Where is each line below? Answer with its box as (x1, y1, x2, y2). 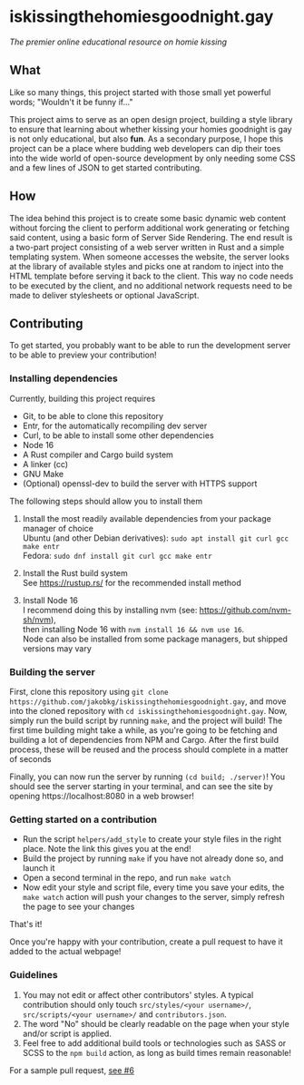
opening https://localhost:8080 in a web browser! (9, 790, 195, 801)
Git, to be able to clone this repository (22, 410, 164, 421)
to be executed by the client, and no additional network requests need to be (9, 279, 293, 291)
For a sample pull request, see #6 (9, 1064, 134, 1076)
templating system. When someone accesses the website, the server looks (9, 251, 290, 262)
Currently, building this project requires (9, 393, 156, 404)
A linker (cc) (22, 458, 69, 469)
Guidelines (9, 969, 58, 982)
